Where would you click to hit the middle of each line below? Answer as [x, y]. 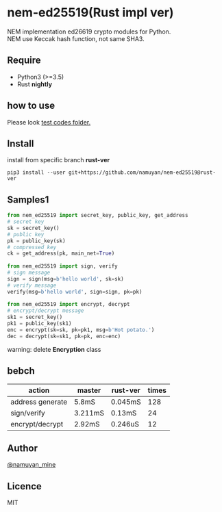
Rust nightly [35, 84]
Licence [25, 486]
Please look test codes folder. [49, 122]
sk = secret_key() [33, 228]
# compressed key [32, 247]
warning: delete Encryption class [54, 349]
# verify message [32, 285]
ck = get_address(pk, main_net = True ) [61, 254]
